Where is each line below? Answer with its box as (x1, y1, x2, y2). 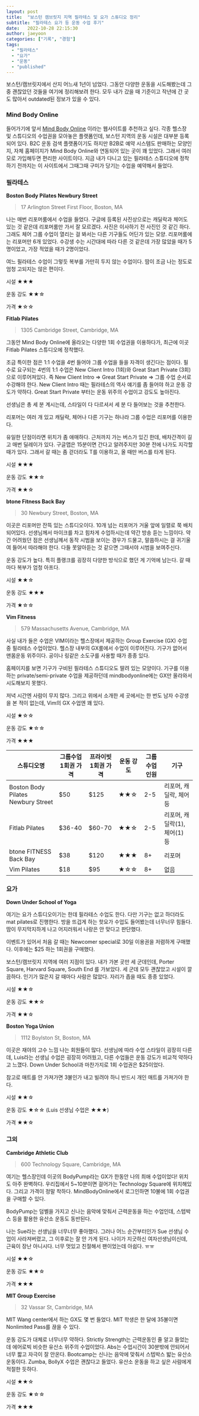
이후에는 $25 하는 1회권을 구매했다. (14, 946, 95, 953)
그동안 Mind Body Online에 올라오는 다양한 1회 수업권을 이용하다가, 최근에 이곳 (6, 338, 190, 345)
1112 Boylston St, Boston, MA (20, 1034, 91, 1042)
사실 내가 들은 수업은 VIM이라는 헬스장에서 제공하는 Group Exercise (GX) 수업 (6, 637, 188, 644)
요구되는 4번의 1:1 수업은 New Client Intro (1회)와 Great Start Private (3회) (17, 366, 191, 373)
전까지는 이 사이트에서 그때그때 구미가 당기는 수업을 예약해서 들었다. (17, 162, 174, 169)
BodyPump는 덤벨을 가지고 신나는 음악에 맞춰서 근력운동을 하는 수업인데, (6, 1207, 175, 1215)
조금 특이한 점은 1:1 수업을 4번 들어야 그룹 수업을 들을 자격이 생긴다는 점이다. (6, 358, 182, 366)
